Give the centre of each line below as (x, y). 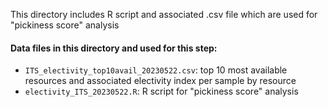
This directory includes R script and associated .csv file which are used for (164, 14)
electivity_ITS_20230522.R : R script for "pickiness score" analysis (161, 91)
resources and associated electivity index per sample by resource (160, 81)
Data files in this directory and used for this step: (114, 48)
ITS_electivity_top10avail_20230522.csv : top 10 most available (156, 70)
